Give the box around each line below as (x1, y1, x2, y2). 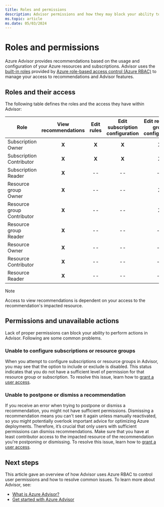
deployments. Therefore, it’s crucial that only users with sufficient (5, 423, 137, 429)
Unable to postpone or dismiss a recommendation (5, 391, 126, 398)
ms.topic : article (5, 16, 42, 21)
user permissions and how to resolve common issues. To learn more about (5, 477, 155, 483)
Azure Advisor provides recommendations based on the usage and (5, 58, 140, 64)
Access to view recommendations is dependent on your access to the (5, 297, 145, 303)
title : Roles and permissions (5, 7, 67, 12)
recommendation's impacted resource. (5, 303, 83, 309)
